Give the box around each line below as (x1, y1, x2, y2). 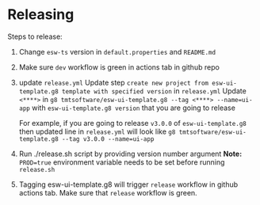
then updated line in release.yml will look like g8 (18, 127, 176, 136)
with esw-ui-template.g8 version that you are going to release (32, 103, 235, 112)
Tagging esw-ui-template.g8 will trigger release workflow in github (18, 180, 239, 189)
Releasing (7, 6, 75, 24)
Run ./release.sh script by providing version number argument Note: (18, 149, 243, 158)
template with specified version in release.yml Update (61, 85, 247, 96)
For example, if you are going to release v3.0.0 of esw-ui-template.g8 (18, 118, 247, 127)
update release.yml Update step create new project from (18, 78, 209, 87)
